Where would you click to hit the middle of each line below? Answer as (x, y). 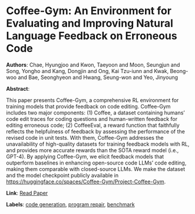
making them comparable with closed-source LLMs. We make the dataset (96, 169)
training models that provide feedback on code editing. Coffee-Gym (88, 106)
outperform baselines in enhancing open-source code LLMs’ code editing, (96, 163)
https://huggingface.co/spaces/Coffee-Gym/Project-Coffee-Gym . (86, 182)
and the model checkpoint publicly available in (62, 175)
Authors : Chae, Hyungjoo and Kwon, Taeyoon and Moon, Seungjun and (93, 65)
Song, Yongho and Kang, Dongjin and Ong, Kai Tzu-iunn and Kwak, (87, 71)
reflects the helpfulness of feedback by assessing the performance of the (96, 131)
